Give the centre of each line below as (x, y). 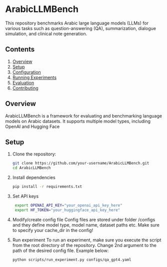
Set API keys (25, 196)
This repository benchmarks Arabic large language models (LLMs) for (77, 23)
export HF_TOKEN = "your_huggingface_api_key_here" (67, 210)
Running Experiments (34, 77)
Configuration (26, 72)
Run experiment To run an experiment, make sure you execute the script (87, 240)
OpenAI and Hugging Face (32, 126)
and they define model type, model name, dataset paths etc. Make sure (86, 225)
